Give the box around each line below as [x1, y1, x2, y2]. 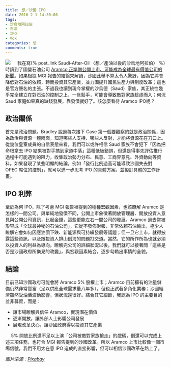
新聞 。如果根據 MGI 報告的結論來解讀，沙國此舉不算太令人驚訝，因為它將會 [5, 72, 164, 79]
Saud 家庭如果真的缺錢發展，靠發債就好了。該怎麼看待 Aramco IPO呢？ [5, 98, 155, 104]
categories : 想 [5, 41, 37, 46]
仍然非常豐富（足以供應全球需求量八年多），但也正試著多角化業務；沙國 [9, 286, 159, 292]
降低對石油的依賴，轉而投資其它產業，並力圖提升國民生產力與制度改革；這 [5, 79, 161, 85]
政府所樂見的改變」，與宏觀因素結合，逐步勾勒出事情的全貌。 [22, 249, 150, 255]
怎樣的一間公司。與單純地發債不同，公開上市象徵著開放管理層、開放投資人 [5, 210, 161, 217]
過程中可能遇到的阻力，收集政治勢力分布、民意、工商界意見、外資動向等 [5, 154, 157, 160]
